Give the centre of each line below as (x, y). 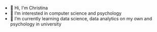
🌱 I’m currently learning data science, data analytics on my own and (81, 19)
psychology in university (36, 24)
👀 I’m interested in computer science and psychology (66, 13)
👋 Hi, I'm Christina (29, 8)
